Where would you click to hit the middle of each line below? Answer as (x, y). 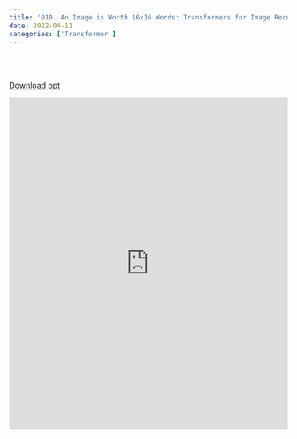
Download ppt (34, 86)
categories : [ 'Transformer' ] (63, 34)
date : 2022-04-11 (41, 26)
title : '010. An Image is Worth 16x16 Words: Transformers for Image (140, 17)
